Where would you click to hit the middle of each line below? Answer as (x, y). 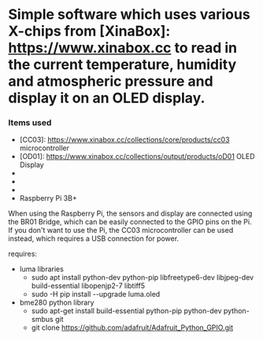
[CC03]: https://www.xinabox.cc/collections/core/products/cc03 (124, 140)
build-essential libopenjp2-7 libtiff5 (88, 286)
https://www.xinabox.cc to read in (123, 48)
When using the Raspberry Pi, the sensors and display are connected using (130, 213)
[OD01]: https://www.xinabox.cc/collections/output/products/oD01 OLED (137, 157)
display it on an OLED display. (107, 98)
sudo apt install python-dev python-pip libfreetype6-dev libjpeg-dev (143, 278)
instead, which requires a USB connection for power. (94, 238)
